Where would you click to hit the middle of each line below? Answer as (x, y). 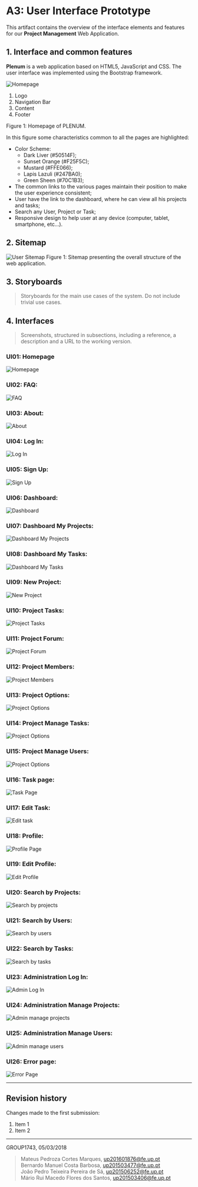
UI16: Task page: (30, 780)
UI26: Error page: (31, 1061)
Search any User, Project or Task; (55, 212)
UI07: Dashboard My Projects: (50, 526)
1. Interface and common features (69, 52)
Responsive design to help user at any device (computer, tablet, (92, 218)
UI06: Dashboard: (32, 498)
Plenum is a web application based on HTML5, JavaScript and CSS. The (94, 66)
